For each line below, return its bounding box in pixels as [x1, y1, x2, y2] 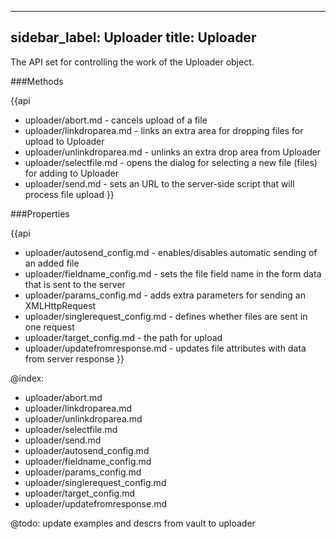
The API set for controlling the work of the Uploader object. [10, 56, 255, 68]
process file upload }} [24, 188, 115, 200]
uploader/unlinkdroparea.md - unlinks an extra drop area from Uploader [24, 146, 322, 158]
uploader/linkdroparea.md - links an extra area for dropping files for [24, 124, 304, 136]
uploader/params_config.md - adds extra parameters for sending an [24, 289, 306, 301]
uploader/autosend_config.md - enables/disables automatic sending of [24, 246, 318, 258]
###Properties [10, 207, 70, 220]
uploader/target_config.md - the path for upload [24, 331, 223, 343]
